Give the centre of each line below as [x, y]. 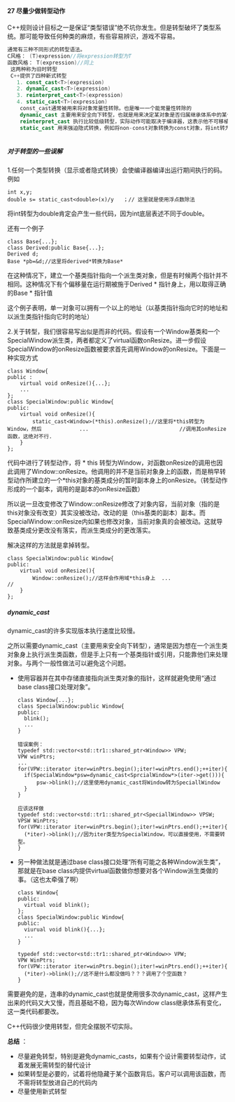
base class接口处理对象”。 [56, 687]
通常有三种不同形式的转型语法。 [47, 50]
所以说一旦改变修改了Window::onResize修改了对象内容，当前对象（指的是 [114, 504]
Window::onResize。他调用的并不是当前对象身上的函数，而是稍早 [126, 472]
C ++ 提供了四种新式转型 [38, 76]
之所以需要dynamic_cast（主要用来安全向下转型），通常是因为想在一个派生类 [117, 646]
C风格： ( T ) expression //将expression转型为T [69, 56]
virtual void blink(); [57, 905]
